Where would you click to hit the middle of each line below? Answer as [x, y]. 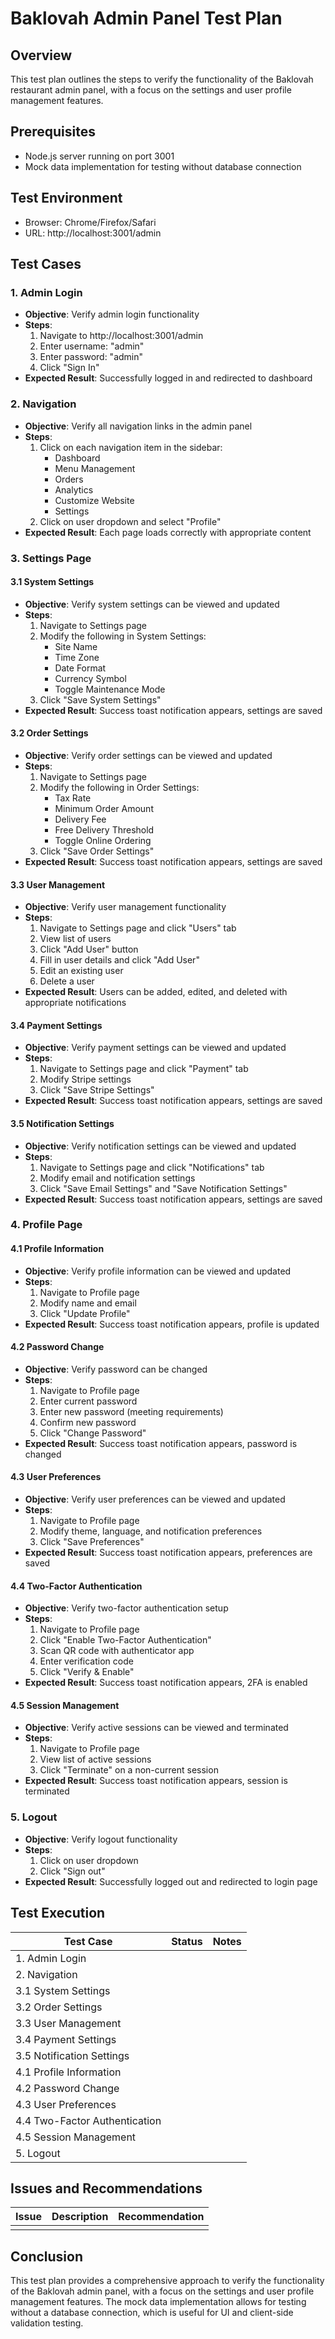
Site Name [76, 646]
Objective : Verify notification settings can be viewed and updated [160, 1146]
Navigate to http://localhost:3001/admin [121, 336]
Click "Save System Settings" [100, 699]
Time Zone [77, 657]
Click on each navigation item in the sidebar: [131, 447]
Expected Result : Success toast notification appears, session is [156, 1781]
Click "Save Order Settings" [97, 851]
